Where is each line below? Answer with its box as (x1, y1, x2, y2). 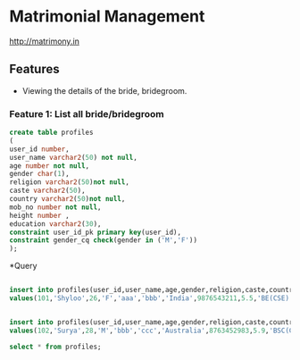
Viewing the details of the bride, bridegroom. (21, 85, 187, 96)
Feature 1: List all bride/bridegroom (9, 107, 164, 120)
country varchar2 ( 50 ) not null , (9, 195, 126, 204)
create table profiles (9, 128, 94, 138)
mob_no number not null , (9, 203, 102, 212)
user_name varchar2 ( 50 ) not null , (9, 153, 138, 162)
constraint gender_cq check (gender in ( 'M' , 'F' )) (9, 236, 198, 245)
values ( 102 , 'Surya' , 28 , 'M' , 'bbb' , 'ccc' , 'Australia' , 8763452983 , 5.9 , (9, 326, 270, 335)
